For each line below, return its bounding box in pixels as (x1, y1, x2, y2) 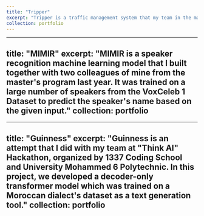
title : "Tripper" (6, 9, 50, 15)
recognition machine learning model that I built (6, 58, 187, 68)
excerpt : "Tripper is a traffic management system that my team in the (6, 15, 191, 21)
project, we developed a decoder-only (6, 171, 154, 181)
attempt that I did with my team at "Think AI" (6, 142, 179, 153)
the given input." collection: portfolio (6, 105, 149, 116)
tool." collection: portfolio (6, 200, 106, 210)
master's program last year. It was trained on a (6, 77, 186, 87)
